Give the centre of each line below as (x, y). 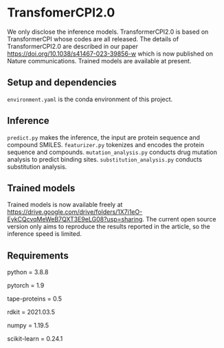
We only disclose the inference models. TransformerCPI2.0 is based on (108, 32)
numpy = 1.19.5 (28, 325)
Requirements (38, 255)
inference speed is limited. (45, 234)
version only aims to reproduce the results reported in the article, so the (109, 227)
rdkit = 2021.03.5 (31, 312)
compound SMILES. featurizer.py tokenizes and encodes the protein (106, 144)
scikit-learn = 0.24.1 (35, 339)
